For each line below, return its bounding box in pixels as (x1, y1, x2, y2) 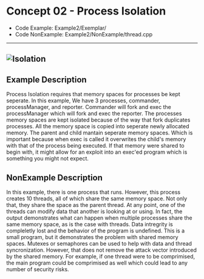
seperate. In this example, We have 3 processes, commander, (6, 97, 161, 104)
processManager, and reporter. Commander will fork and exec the (6, 103, 171, 111)
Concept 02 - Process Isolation (6, 4, 166, 18)
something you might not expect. (6, 155, 89, 162)
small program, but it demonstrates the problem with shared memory (6, 233, 178, 240)
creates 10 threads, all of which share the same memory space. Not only (6, 195, 188, 202)
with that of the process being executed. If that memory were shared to (6, 142, 185, 149)
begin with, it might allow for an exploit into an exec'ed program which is (6, 148, 188, 156)
